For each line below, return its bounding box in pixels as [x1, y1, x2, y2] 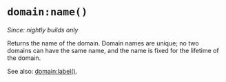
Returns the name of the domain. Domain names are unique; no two [7, 39, 199, 47]
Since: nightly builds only [7, 25, 79, 34]
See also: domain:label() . [7, 67, 78, 75]
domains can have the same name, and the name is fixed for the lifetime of [7, 46, 219, 54]
